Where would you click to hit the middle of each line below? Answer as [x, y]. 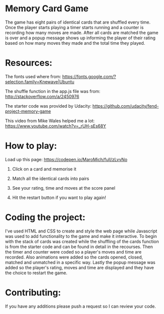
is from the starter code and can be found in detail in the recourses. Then [79, 247]
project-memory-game [28, 111]
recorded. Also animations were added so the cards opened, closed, [74, 257]
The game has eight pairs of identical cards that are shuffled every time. [78, 22]
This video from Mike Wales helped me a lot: [50, 120]
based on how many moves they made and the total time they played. [75, 43]
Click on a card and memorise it [44, 169]
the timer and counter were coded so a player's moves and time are [73, 252]
